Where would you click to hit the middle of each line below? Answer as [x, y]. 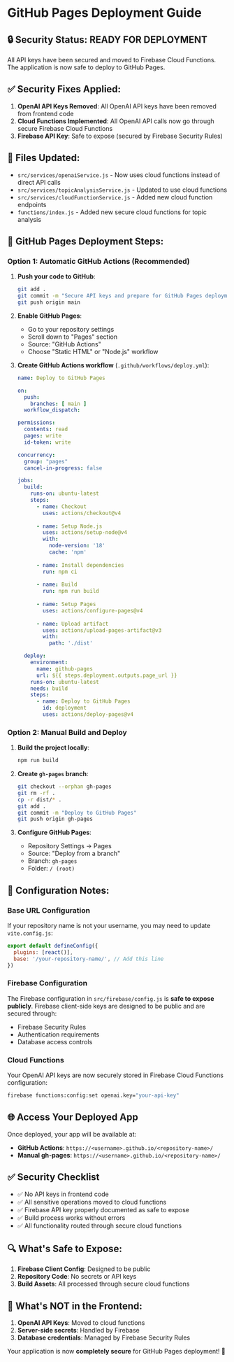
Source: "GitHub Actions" [64, 344]
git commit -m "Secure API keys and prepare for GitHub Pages [110, 296]
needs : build [49, 688]
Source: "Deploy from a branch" [74, 854]
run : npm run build [71, 591]
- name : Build [57, 585]
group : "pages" [46, 461]
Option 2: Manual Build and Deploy [67, 732]
